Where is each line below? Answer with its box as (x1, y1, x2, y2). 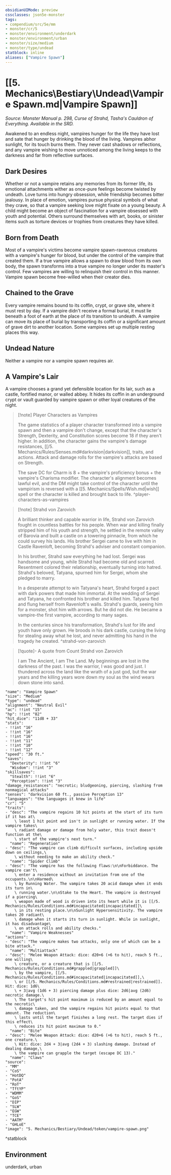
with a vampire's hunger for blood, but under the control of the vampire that (5, 252, 164, 258)
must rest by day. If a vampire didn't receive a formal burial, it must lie (5, 307, 152, 314)
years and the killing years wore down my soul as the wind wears (17, 674, 155, 681)
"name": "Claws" (10, 1055, 44, 1060)
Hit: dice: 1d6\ (5, 984, 40, 989)
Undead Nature (5, 344, 55, 353)
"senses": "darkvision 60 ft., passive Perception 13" (5, 792, 124, 797)
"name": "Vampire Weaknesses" (10, 930, 74, 935)
